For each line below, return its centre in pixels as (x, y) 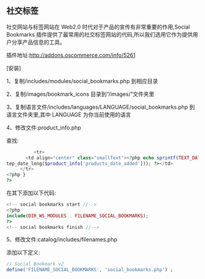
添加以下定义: (23, 253)
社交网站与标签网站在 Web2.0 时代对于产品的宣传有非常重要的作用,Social (98, 27)
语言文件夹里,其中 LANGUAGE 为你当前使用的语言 (69, 114)
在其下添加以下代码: (31, 193)
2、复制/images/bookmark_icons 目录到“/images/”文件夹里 (80, 94)
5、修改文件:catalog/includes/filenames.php (62, 239)
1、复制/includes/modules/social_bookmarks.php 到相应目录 (82, 81)
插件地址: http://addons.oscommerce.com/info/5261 (71, 55)
